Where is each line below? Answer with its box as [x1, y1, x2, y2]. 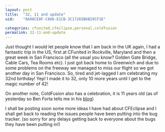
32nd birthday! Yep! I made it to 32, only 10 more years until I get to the [5, 76, 151, 82]
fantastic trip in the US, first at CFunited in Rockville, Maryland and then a [5, 49, 156, 55]
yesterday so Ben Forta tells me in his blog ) [5, 96, 94, 102]
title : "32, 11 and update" [5, 12, 66, 17]
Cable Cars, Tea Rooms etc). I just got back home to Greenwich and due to [5, 60, 159, 66]
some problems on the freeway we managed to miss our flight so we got [5, 65, 154, 71]
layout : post [5, 7, 32, 12]
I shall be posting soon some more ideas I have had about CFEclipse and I [5, 106, 157, 112]
